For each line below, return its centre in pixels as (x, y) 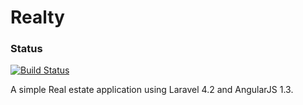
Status (26, 49)
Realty (37, 17)
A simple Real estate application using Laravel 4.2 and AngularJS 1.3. (152, 90)
